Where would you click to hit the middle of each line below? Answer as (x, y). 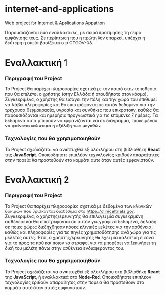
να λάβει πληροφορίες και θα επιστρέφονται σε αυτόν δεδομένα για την (80, 105)
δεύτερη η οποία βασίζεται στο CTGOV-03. (49, 42)
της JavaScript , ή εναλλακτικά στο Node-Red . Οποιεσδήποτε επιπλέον (78, 277)
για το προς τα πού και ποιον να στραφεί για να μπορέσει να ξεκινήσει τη (81, 243)
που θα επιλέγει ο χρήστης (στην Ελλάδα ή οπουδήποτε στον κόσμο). (77, 94)
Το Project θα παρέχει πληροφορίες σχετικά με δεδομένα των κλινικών (78, 206)
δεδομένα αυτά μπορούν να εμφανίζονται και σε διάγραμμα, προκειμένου (81, 121)
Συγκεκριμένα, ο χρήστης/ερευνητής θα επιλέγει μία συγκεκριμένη (74, 216)
